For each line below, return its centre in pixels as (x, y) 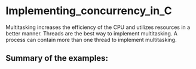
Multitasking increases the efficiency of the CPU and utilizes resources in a (98, 27)
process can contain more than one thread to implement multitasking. (91, 40)
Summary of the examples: (57, 58)
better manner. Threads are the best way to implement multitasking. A (91, 33)
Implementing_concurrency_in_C (89, 11)
